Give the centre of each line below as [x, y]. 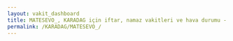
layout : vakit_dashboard [43, 14]
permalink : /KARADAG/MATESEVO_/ [54, 26]
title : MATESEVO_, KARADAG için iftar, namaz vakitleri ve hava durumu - [117, 20]
